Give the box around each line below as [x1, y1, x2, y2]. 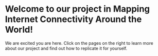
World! [5, 24, 33, 35]
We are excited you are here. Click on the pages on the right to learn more [5, 40, 154, 46]
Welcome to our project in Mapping [5, 3, 150, 15]
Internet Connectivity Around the [5, 14, 142, 25]
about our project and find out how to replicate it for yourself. [5, 45, 127, 51]
